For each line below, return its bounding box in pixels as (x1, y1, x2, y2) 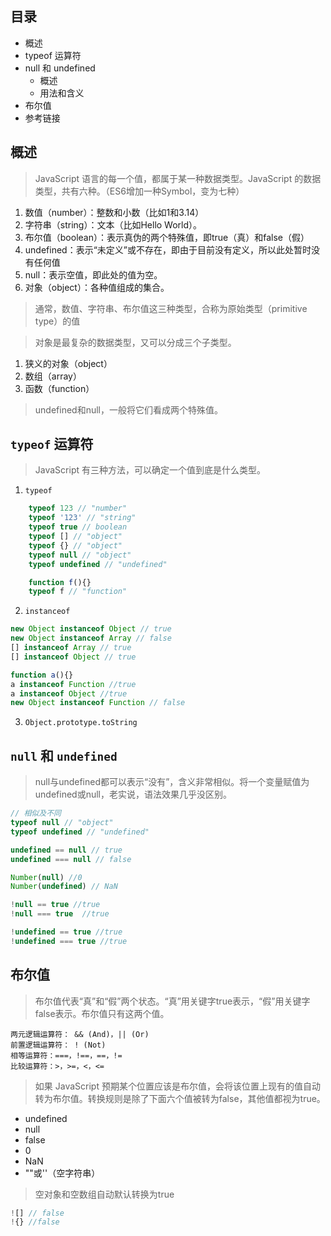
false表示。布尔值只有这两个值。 (34, 1007, 170, 1019)
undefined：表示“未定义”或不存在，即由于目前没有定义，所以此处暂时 (24, 243, 312, 256)
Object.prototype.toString (24, 718, 138, 728)
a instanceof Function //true (10, 679, 137, 689)
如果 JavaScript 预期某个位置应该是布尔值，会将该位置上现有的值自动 (34, 1080, 321, 1092)
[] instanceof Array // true (10, 643, 132, 653)
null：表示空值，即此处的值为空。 (24, 268, 163, 281)
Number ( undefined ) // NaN (10, 882, 118, 892)
